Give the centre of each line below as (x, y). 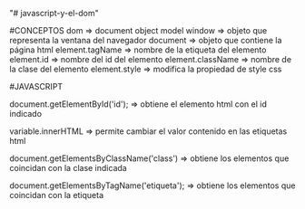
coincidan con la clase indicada (68, 168)
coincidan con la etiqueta (57, 195)
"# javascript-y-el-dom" (54, 13)
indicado (26, 114)
